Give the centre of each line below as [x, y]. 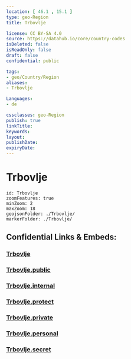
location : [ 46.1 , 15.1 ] [39, 12]
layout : [16, 137]
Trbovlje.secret [29, 349]
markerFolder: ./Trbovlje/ [39, 219]
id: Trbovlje [22, 193]
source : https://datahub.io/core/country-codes [66, 39]
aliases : [17, 83]
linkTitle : [19, 126]
